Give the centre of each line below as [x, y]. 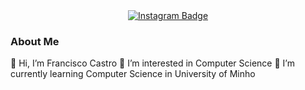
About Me [35, 41]
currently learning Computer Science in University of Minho [133, 74]
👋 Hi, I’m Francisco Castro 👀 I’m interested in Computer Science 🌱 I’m [152, 63]
